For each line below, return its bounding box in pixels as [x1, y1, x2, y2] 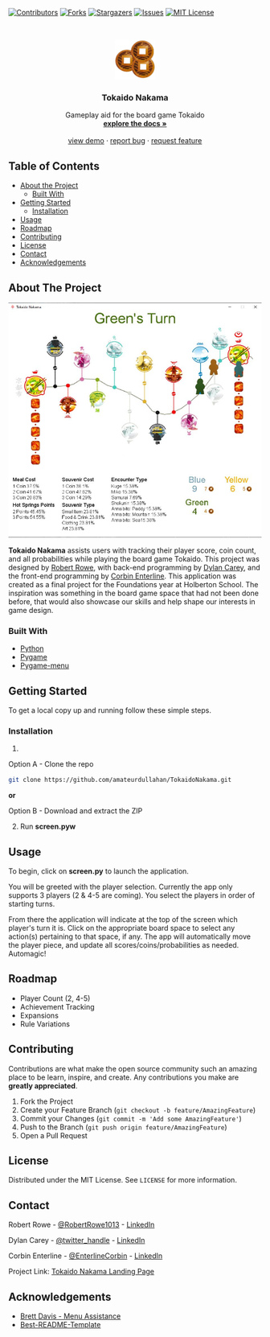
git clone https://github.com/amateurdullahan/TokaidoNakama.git [8, 776, 231, 784]
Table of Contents [8, 159, 100, 173]
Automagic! [8, 948, 47, 958]
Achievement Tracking [19, 1002, 95, 1011]
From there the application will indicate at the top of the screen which [8, 914, 239, 924]
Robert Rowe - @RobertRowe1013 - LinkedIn [8, 1220, 155, 1230]
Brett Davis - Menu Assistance [19, 1311, 121, 1321]
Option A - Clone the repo [8, 759, 94, 769]
